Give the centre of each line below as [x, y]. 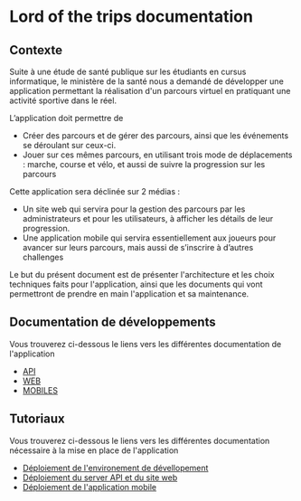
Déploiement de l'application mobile [89, 487]
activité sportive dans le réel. [63, 100]
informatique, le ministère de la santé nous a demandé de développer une [147, 81]
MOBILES [40, 390]
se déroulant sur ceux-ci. [69, 145]
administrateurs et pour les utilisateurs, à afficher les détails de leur [148, 218]
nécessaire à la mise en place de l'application [94, 450]
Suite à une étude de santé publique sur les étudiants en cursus [128, 71]
